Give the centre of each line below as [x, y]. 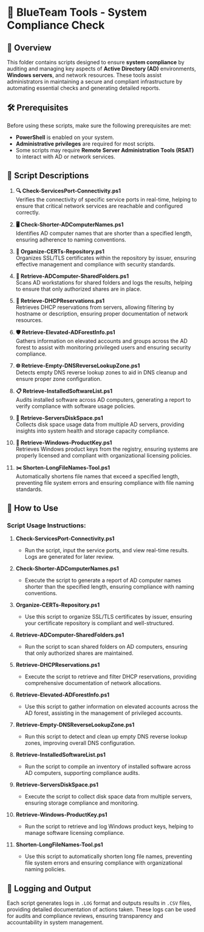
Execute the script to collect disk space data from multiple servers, [108, 797]
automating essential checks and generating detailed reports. [83, 88]
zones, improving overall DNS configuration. [80, 743]
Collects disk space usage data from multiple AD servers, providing [100, 424]
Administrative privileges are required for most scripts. [85, 144]
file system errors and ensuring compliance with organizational [104, 863]
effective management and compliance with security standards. [95, 264]
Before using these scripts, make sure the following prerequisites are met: [99, 125]
